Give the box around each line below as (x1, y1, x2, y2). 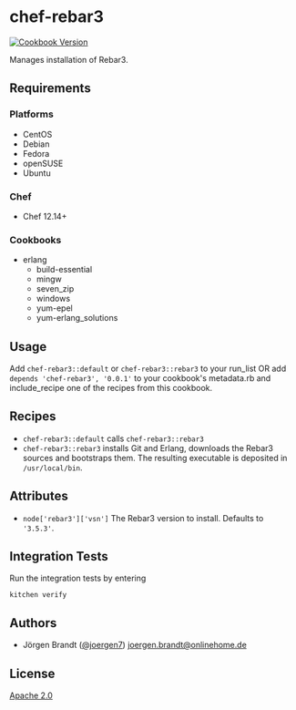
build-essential (36, 264, 93, 275)
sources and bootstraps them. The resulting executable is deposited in (22, 452, 288, 463)
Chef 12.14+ (22, 211, 67, 221)
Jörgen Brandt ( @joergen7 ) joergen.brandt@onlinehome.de (22, 640, 248, 651)
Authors (9, 615, 57, 631)
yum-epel (36, 303, 73, 314)
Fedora (22, 148, 50, 159)
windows (36, 293, 71, 304)
